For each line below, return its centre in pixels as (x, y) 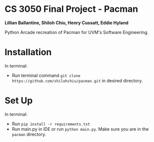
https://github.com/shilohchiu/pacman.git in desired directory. (77, 80)
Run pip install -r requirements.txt (51, 124)
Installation (28, 52)
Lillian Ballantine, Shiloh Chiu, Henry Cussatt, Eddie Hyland (67, 23)
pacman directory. (29, 134)
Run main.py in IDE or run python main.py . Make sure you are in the (80, 129)
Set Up (19, 101)
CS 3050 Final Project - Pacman (71, 9)
